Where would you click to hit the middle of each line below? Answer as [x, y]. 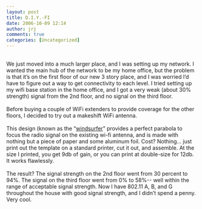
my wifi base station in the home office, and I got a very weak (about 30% [99, 90]
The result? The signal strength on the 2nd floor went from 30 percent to [97, 173]
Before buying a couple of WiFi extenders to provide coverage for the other [100, 109]
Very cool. [19, 199]
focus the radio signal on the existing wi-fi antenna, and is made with [93, 135]
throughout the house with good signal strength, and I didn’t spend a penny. [101, 193]
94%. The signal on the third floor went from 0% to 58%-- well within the [98, 180]
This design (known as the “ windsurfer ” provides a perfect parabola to [95, 128]
